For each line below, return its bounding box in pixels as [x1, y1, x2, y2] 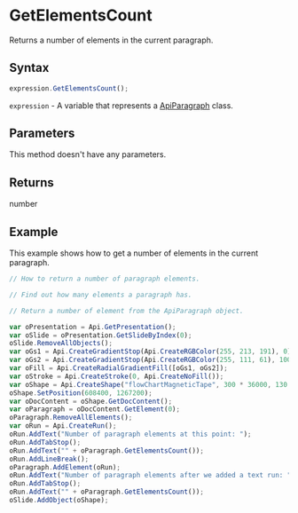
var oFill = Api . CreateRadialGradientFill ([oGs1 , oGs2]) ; [9, 364, 228, 373]
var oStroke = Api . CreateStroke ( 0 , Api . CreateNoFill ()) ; [9, 372, 224, 381]
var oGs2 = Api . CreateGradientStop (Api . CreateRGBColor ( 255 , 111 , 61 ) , [9, 356, 276, 365]
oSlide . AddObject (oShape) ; [9, 496, 109, 505]
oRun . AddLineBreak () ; [9, 454, 90, 463]
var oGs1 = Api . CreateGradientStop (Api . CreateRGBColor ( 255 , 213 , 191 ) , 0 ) [9, 347, 292, 356]
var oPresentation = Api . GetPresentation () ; [9, 322, 176, 331]
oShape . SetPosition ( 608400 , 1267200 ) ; [9, 388, 153, 398]
